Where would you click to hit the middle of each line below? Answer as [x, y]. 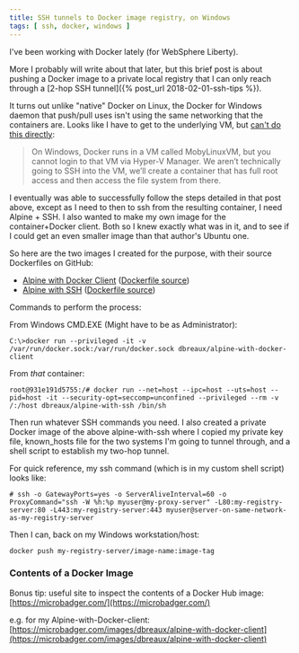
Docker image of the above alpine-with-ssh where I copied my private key [146, 431]
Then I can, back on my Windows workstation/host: [105, 534]
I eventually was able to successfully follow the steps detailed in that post [145, 198]
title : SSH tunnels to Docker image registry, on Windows [120, 18]
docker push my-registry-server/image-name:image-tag [112, 551]
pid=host [26, 397]
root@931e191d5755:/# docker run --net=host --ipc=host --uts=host [138, 390]
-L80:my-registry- [248, 502]
